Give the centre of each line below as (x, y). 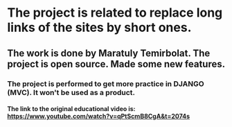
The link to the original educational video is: (72, 109)
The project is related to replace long (115, 13)
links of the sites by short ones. (99, 27)
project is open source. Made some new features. (116, 64)
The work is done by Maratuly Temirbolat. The (109, 53)
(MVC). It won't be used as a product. (71, 92)
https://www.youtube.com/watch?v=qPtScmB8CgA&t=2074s (99, 117)
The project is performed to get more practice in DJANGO (106, 83)
